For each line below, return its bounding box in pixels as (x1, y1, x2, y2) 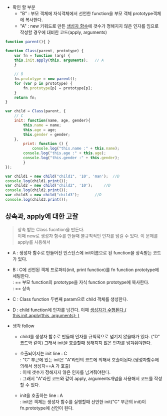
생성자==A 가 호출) (33, 363, 71, 369)
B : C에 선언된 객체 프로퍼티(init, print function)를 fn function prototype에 (12, 266, 159, 272)
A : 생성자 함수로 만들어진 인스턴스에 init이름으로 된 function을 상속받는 (12, 249, 152, 255)
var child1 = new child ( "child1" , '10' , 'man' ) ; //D (5, 174, 120, 179)
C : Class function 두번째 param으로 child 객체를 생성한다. (12, 296, 128, 302)
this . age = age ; (23, 127, 57, 132)
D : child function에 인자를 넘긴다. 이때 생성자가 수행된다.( (12, 307, 126, 313)
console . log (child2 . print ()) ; (5, 188, 68, 193)
